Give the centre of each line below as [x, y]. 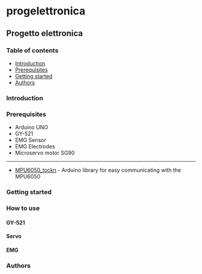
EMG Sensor [30, 140]
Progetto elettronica [44, 33]
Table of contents [32, 50]
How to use [23, 208]
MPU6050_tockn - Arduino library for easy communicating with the [98, 170]
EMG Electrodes [35, 147]
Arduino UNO [32, 127]
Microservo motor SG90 [45, 153]
